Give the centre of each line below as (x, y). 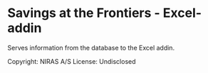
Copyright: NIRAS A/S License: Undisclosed (72, 61)
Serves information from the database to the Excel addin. (91, 47)
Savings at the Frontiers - (84, 13)
